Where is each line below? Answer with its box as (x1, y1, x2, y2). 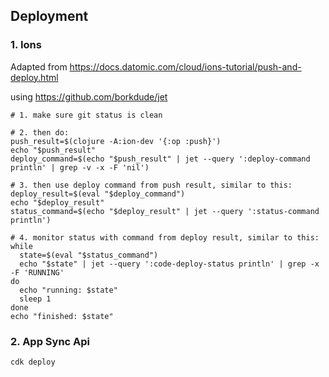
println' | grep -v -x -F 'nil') (10, 162, 150, 173)
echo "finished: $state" (10, 311, 114, 321)
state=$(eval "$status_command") (19, 250, 159, 260)
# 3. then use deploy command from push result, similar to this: (10, 180, 293, 190)
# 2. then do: (10, 127, 70, 138)
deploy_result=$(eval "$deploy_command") (10, 189, 186, 199)
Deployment (10, 8, 89, 25)
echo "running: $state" (19, 285, 118, 295)
